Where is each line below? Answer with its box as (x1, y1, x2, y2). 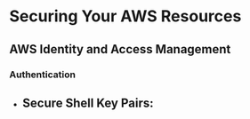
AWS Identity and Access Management (9, 42, 231, 57)
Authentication (9, 68, 76, 81)
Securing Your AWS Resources (9, 6, 242, 27)
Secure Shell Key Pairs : (21, 95, 154, 110)
